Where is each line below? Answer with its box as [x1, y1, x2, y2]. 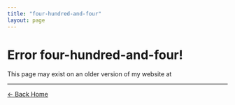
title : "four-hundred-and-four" [7, 10, 101, 17]
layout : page [7, 17, 45, 24]
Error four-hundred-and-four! [7, 47, 183, 63]
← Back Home [7, 90, 49, 99]
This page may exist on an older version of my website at [7, 70, 172, 78]
